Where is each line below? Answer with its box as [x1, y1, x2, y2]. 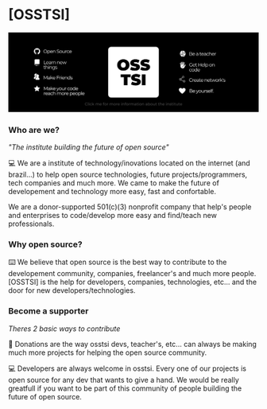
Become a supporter [8, 306, 89, 317]
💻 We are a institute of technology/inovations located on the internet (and [8, 158, 250, 168]
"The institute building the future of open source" [8, 142, 169, 152]
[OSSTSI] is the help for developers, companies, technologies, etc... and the [8, 277, 257, 287]
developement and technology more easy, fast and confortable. [8, 187, 217, 197]
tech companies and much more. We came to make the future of [8, 178, 220, 188]
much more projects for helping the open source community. [8, 348, 207, 357]
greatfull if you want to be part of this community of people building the [8, 384, 242, 393]
